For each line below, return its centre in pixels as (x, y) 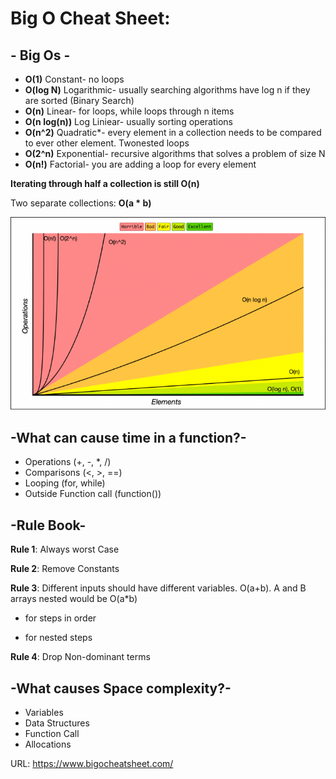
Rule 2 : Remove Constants (65, 569)
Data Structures (57, 723)
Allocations (48, 744)
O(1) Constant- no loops (74, 79)
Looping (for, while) (65, 483)
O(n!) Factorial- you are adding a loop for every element (140, 164)
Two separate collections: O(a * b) (81, 203)
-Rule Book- (48, 525)
